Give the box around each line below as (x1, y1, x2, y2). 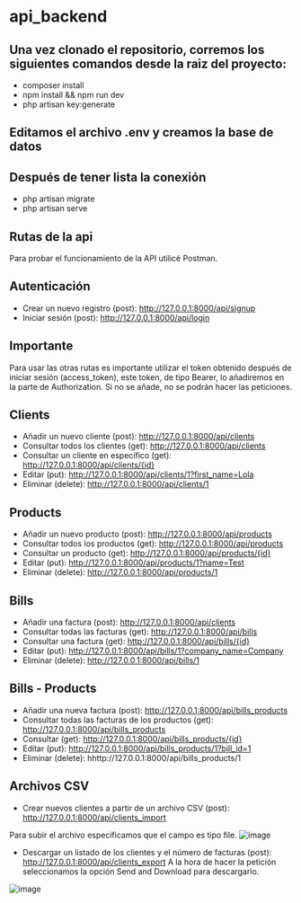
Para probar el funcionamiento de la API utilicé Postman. (9, 253, 218, 264)
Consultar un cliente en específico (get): (22, 450, 173, 461)
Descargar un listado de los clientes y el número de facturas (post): (22, 846, 272, 857)
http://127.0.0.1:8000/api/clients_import (22, 811, 166, 823)
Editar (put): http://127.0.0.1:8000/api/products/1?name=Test (22, 557, 244, 568)
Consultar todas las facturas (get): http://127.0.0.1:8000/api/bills (22, 626, 258, 637)
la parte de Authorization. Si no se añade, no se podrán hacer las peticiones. (9, 381, 293, 392)
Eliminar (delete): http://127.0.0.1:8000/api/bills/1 (22, 655, 200, 666)
